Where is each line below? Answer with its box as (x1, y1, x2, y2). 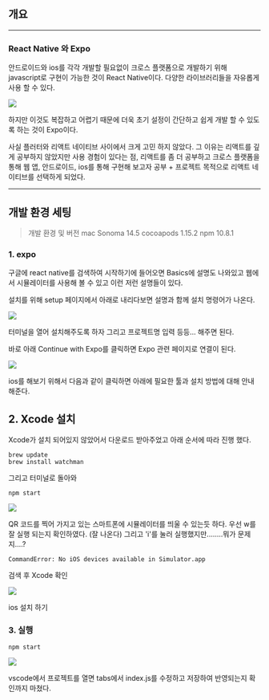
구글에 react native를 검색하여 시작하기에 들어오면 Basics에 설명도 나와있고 (8, 268, 244, 278)
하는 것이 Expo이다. (16, 125, 78, 135)
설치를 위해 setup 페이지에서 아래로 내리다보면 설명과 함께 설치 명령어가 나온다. (8, 295, 255, 305)
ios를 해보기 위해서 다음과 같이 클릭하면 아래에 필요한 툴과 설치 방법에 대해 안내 (8, 376, 255, 386)
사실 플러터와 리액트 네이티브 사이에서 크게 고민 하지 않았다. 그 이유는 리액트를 (8, 142, 252, 152)
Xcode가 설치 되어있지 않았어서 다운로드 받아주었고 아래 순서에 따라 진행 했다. (8, 435, 251, 445)
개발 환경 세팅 (8, 206, 72, 219)
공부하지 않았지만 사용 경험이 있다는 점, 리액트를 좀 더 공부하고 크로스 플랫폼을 (16, 152, 260, 162)
